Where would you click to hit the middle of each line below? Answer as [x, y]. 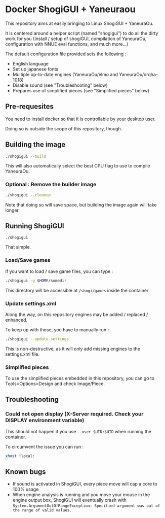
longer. [13, 210]
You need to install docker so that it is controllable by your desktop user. [80, 119]
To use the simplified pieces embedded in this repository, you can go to [80, 378]
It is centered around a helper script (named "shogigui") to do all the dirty [82, 33]
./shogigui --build [26, 156]
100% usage [26, 489]
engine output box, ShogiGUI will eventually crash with [69, 500]
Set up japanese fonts [35, 69]
